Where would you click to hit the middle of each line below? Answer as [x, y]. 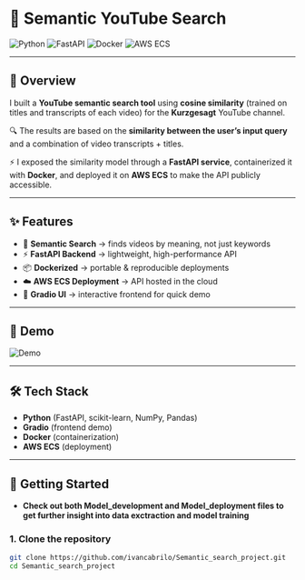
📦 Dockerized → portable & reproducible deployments [126, 267]
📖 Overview [43, 81]
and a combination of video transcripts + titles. [97, 144]
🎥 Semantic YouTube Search [118, 19]
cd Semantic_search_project [63, 566]
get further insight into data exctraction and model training [136, 515]
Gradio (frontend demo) [67, 427]
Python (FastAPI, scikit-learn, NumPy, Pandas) [110, 418]
